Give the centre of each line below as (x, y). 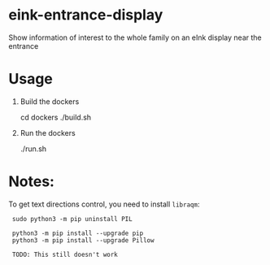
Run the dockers (48, 132)
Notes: (32, 182)
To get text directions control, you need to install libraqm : (104, 204)
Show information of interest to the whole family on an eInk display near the (135, 37)
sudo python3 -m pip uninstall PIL (72, 219)
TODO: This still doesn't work (65, 254)
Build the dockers (50, 101)
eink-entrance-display (86, 15)
